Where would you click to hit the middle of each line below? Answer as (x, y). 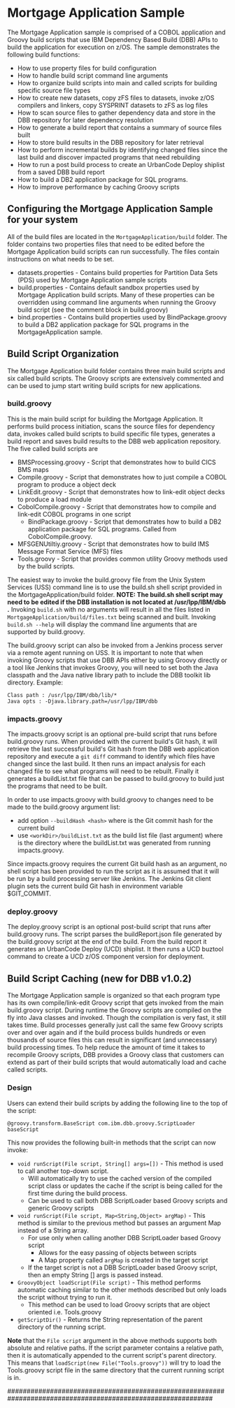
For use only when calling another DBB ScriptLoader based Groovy (124, 1237)
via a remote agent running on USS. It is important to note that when (105, 652)
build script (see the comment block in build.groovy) (93, 310)
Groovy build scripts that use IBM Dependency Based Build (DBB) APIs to (113, 39)
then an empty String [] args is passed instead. (95, 1274)
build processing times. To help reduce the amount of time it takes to (106, 1047)
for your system (43, 220)
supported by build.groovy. (46, 631)
